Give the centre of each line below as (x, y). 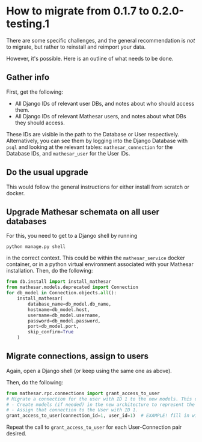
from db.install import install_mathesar (59, 282)
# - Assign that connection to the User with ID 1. (72, 410)
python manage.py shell (36, 247)
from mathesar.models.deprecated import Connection (72, 287)
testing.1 (28, 24)
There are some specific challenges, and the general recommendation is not (101, 40)
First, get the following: (35, 92)
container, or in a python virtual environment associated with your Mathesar (100, 264)
